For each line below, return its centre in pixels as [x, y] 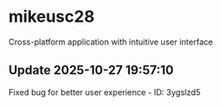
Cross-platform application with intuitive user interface [111, 42]
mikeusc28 [51, 17]
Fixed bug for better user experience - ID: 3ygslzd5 [105, 92]
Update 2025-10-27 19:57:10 [91, 70]
